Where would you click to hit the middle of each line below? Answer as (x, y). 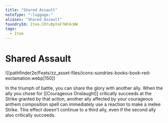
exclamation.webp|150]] (30, 78)
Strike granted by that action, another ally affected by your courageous (79, 99)
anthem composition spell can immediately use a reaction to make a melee (83, 104)
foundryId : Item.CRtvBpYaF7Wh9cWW (42, 24)
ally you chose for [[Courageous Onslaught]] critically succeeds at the (78, 93)
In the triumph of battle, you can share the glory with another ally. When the (84, 88)
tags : (11, 29)
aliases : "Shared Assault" (34, 19)
